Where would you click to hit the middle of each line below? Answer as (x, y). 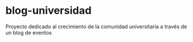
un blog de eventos (29, 32)
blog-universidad (49, 11)
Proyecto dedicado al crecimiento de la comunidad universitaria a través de (96, 26)
